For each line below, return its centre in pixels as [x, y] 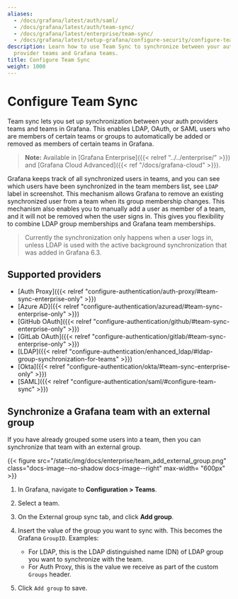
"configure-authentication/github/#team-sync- [161, 322]
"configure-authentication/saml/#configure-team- [143, 382]
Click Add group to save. [52, 588]
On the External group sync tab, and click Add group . [96, 517]
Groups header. [50, 574]
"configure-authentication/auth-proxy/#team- [151, 291]
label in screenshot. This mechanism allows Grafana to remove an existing [115, 193]
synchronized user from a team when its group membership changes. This [116, 201]
